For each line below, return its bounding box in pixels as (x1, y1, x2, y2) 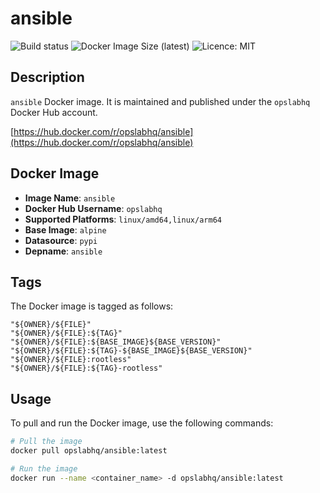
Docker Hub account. (10, 106, 98, 118)
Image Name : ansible (24, 192, 116, 204)
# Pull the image (10, 437, 83, 447)
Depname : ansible (24, 245, 103, 257)
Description (10, 69, 85, 86)
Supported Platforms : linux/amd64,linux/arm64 (24, 213, 222, 225)
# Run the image (10, 463, 78, 474)
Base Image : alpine (24, 223, 107, 236)
